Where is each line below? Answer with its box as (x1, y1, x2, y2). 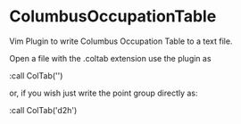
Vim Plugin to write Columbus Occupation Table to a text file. (9, 36, 233, 46)
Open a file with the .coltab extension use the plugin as (9, 53, 212, 63)
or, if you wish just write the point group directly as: (9, 87, 198, 98)
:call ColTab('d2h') (9, 104, 78, 115)
